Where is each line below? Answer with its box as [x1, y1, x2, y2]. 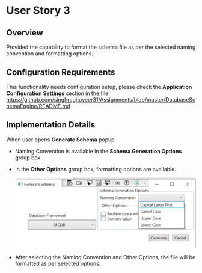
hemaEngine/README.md [6, 102, 70, 109]
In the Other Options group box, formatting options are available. [14, 165, 176, 173]
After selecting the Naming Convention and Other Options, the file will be [14, 253, 196, 260]
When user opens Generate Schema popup [6, 136, 115, 143]
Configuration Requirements [6, 67, 115, 78]
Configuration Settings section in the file [6, 90, 109, 97]
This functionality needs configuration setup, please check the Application [6, 83, 192, 90]
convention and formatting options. [6, 50, 93, 57]
